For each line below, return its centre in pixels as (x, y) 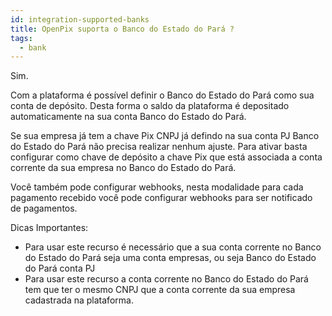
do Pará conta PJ (60, 268)
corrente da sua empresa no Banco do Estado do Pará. (123, 168)
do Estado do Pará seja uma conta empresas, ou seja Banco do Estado (170, 258)
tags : (21, 38)
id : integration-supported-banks (80, 19)
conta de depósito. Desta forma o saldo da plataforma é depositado (150, 106)
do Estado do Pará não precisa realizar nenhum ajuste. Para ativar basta (159, 147)
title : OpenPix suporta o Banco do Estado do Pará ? (122, 29)
